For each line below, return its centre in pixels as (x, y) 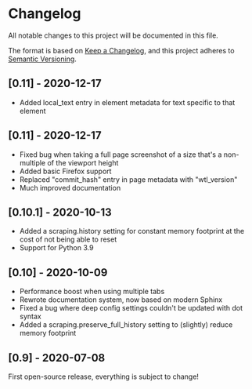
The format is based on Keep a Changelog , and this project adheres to (121, 50)
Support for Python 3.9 (56, 248)
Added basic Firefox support (65, 171)
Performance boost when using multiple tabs (92, 292)
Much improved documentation (70, 187)
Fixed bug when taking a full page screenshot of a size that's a (121, 155)
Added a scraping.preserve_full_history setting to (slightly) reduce (126, 325)
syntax (30, 316)
